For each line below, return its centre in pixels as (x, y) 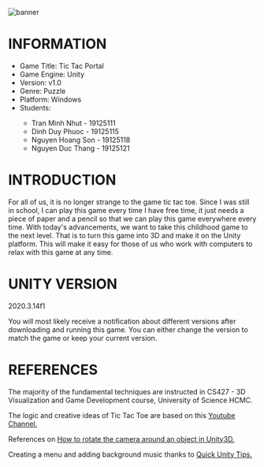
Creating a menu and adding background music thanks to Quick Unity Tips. (130, 454)
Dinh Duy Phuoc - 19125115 (75, 131)
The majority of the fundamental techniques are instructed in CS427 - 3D (127, 391)
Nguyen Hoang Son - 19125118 (81, 140)
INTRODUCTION (62, 180)
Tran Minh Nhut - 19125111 (73, 123)
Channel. (23, 424)
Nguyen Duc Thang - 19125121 (80, 148)
